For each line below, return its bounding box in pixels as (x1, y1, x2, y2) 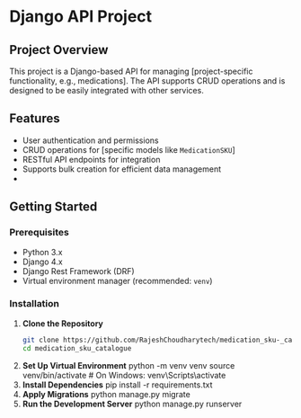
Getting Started (9, 200, 98, 215)
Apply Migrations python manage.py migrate (22, 388, 190, 399)
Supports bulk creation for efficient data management (22, 164, 222, 174)
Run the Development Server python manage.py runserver (22, 398, 243, 409)
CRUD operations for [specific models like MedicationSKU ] (22, 144, 235, 155)
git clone (22, 335, 60, 344)
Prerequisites (9, 227, 69, 239)
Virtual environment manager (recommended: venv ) (22, 275, 213, 286)
